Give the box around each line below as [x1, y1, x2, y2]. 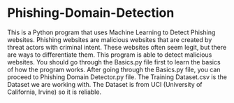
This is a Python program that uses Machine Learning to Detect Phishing [7, 28, 216, 36]
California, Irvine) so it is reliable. [7, 88, 102, 96]
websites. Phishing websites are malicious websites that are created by [7, 35, 212, 43]
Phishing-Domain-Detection [7, 5, 175, 21]
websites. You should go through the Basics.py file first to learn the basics [7, 57, 221, 66]
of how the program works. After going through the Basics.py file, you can [7, 65, 221, 74]
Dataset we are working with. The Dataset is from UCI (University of [7, 80, 203, 88]
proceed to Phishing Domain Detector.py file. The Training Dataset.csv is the [7, 72, 227, 81]
